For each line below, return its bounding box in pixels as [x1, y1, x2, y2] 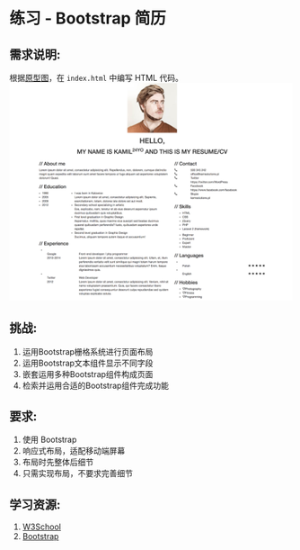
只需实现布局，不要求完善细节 [22, 468, 133, 479]
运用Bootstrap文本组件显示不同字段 [22, 357, 154, 368]
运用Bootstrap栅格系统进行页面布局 [22, 346, 154, 356]
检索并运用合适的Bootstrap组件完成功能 [22, 380, 169, 391]
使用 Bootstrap [22, 434, 77, 446]
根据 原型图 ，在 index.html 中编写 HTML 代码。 [9, 73, 184, 83]
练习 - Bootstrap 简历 [9, 8, 166, 29]
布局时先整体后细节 [22, 456, 94, 468]
